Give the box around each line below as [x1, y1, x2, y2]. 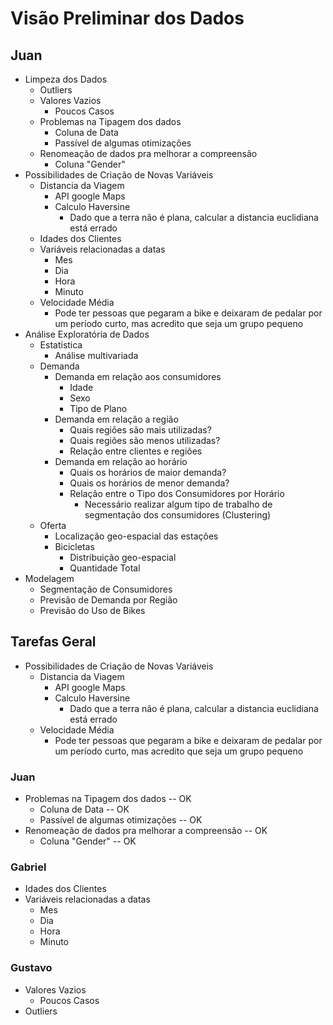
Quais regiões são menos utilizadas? [69, 435, 221, 446]
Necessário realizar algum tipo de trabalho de [84, 498, 273, 510]
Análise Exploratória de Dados [24, 328, 150, 340]
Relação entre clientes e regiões [69, 445, 203, 457]
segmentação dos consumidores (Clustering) [84, 509, 272, 521]
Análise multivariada [54, 350, 139, 361]
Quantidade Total [69, 562, 141, 574]
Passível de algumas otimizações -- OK [39, 814, 203, 826]
